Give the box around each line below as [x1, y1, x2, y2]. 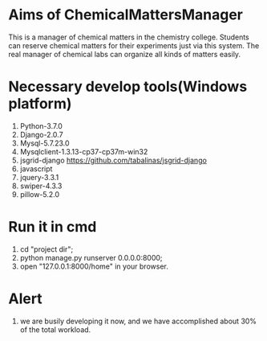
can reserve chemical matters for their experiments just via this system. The [8, 40, 260, 50]
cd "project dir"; [19, 244, 74, 254]
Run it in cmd [8, 218, 97, 236]
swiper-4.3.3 [19, 181, 63, 191]
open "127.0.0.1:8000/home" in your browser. [19, 261, 168, 271]
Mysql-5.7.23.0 [19, 138, 70, 148]
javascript [19, 163, 53, 174]
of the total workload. [19, 324, 91, 335]
